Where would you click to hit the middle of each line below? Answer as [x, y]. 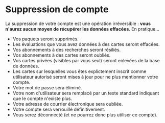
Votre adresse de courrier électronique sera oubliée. [68, 104]
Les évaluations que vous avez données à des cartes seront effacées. [86, 44]
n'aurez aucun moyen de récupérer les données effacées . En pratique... [82, 29]
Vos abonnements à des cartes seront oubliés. [62, 55]
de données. [26, 66]
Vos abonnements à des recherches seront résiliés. [67, 50]
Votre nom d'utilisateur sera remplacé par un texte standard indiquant [86, 93]
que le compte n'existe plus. [42, 99]
